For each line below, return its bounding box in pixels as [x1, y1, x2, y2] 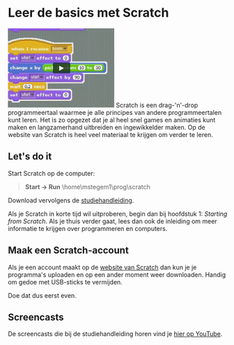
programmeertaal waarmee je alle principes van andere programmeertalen [8, 108, 222, 116]
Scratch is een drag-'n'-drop [115, 101, 198, 109]
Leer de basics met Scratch [8, 5, 169, 21]
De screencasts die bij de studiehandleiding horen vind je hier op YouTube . [8, 330, 223, 338]
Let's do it [8, 151, 52, 163]
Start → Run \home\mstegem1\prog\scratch [24, 182, 150, 191]
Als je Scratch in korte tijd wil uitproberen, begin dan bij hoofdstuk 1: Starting [8, 209, 228, 218]
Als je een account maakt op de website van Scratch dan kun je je [8, 263, 197, 271]
